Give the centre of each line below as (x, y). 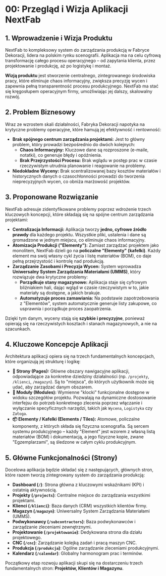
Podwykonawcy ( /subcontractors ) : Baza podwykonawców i (74, 522)
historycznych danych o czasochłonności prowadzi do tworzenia (79, 176)
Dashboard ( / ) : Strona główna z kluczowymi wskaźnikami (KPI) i (78, 485)
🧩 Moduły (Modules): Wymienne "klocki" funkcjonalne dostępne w (81, 392)
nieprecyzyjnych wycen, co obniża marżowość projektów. (71, 181)
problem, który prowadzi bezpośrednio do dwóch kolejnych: (74, 144)
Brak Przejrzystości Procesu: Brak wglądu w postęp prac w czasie (88, 160)
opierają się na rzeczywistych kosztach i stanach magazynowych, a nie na (81, 323)
